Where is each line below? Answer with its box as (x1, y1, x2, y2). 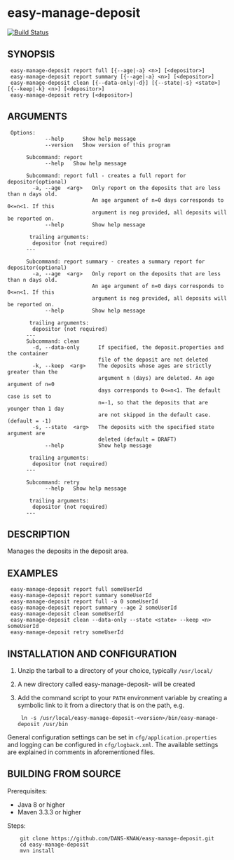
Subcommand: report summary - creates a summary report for (25, 258, 205, 265)
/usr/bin (43, 721, 69, 728)
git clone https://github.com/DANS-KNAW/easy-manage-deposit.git (20, 835, 215, 842)
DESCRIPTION (7, 528, 70, 540)
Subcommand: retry (25, 479, 80, 486)
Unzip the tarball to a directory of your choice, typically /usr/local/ (17, 667, 214, 674)
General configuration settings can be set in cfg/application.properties (7, 733, 217, 741)
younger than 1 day (7, 405, 64, 412)
